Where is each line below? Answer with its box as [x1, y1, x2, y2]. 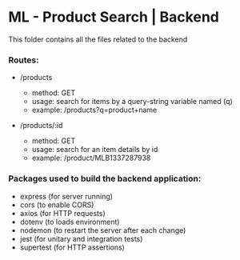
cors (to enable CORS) [19, 200, 94, 210]
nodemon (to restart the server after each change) [19, 225, 186, 235]
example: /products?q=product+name [31, 105, 158, 115]
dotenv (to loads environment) [19, 217, 120, 226]
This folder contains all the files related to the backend [8, 34, 188, 44]
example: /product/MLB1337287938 [31, 153, 151, 163]
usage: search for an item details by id [31, 145, 158, 154]
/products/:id [19, 121, 63, 130]
